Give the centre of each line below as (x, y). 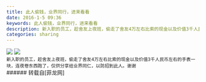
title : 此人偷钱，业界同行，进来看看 (48, 12)
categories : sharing (33, 35)
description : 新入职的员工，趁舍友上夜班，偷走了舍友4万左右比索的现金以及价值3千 (100, 29)
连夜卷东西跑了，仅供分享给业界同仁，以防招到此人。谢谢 (76, 66)
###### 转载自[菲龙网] (36, 73)
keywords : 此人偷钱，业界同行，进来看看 (52, 23)
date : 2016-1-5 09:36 (34, 18)
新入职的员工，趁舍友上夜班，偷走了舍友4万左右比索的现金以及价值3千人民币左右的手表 (99, 60)
